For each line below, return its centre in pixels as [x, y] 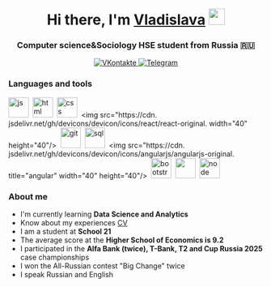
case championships [55, 257]
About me [28, 196]
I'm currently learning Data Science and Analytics [104, 214]
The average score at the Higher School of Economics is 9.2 [122, 240]
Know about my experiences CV [74, 223]
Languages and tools [51, 84]
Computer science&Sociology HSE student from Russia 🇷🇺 [136, 45]
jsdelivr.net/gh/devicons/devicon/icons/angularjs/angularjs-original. [121, 153]
